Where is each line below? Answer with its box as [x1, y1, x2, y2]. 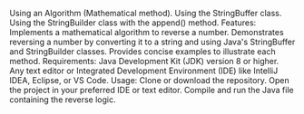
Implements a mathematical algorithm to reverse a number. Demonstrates [9, 27, 284, 37]
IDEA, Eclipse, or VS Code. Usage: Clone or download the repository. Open [9, 75, 289, 85]
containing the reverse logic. [9, 94, 116, 105]
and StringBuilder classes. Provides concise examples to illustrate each [9, 46, 276, 57]
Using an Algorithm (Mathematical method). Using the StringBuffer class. [9, 8, 282, 18]
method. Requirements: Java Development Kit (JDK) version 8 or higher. [9, 56, 279, 66]
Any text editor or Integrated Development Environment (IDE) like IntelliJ [9, 65, 279, 76]
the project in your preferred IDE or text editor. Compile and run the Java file [9, 85, 294, 95]
